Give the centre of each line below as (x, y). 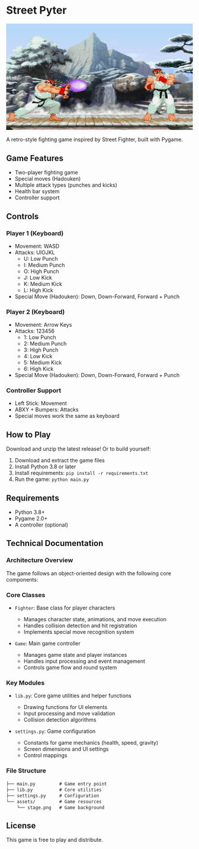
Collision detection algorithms (60, 720)
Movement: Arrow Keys (43, 325)
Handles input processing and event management (84, 661)
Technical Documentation (55, 543)
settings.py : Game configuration (55, 731)
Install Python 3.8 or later (45, 467)
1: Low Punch (40, 337)
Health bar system (37, 191)
